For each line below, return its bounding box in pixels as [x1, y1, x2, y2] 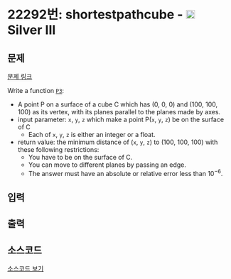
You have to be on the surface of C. [28, 153, 133, 161]
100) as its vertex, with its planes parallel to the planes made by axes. [17, 108, 221, 116]
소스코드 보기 [7, 264, 44, 273]
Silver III [7, 22, 56, 38]
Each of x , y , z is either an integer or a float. [28, 131, 156, 138]
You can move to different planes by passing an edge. [28, 160, 187, 169]
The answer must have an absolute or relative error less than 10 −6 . [28, 168, 223, 177]
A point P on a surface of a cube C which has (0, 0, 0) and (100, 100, [17, 100, 218, 109]
